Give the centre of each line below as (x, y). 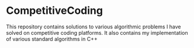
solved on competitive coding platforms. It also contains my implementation (97, 32)
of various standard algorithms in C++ (52, 39)
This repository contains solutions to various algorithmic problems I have (93, 27)
